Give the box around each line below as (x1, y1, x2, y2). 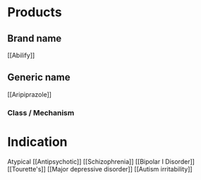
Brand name (7, 32, 62, 44)
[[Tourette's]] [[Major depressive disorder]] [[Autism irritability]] (7, 164, 193, 173)
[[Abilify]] (7, 51, 35, 59)
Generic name (7, 71, 71, 83)
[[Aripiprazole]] (7, 90, 51, 99)
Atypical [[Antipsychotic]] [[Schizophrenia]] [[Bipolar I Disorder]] (7, 157, 195, 166)
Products (7, 4, 62, 20)
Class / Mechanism (7, 107, 75, 117)
